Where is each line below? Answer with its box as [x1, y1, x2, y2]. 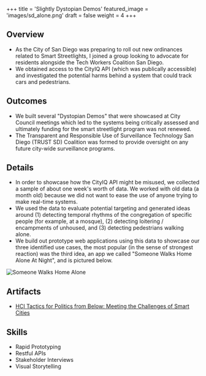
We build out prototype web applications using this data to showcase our [15, 237, 200, 244]
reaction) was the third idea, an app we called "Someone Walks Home [15, 250, 192, 258]
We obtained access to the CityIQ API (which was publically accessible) [15, 65, 197, 72]
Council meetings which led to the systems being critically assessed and [15, 119, 199, 126]
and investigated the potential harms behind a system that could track [15, 72, 192, 79]
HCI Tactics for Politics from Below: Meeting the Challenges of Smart [15, 303, 190, 310]
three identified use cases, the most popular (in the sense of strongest [15, 244, 193, 251]
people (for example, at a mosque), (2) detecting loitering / [15, 217, 164, 225]
